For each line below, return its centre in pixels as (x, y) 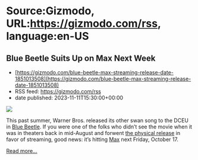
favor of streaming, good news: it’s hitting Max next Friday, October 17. (92, 139)
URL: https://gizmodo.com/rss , (84, 23)
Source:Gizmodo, (50, 11)
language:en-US (48, 36)
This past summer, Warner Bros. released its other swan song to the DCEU (98, 120)
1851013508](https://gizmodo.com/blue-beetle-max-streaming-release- (103, 79)
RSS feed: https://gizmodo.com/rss (58, 91)
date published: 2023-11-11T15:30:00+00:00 (69, 98)
